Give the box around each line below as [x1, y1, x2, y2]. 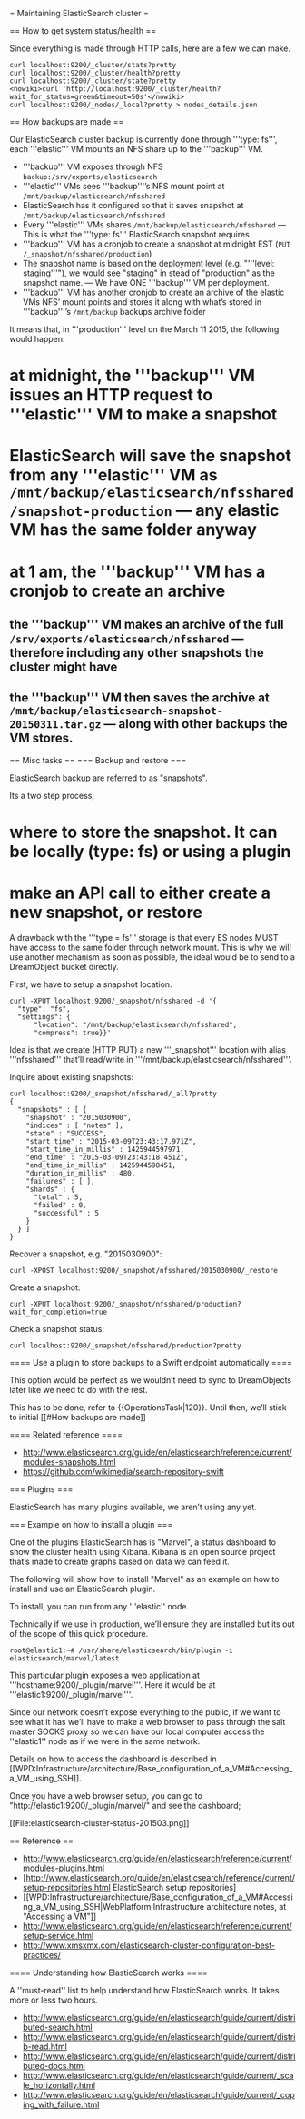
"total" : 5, [33, 1192, 84, 1202]
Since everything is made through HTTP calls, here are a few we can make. [9, 43, 291, 54]
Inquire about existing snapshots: [9, 1071, 134, 1082]
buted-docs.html [22, 2060, 86, 2071]
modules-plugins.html [22, 1862, 105, 1873]
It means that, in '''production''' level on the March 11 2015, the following [9, 324, 280, 335]
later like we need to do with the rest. [9, 1384, 148, 1395]
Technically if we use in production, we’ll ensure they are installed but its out [9, 1619, 295, 1630]
